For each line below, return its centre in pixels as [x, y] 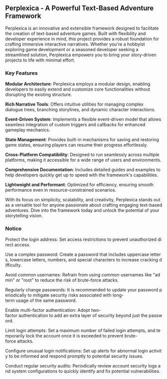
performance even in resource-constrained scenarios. [61, 190]
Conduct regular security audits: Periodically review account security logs [81, 366]
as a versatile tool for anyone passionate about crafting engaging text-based [84, 205]
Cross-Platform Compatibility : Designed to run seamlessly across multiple [82, 155]
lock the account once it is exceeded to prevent [75, 336]
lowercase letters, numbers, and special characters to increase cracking [84, 260]
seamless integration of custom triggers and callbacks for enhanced [75, 125]
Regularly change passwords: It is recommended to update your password [82, 290]
